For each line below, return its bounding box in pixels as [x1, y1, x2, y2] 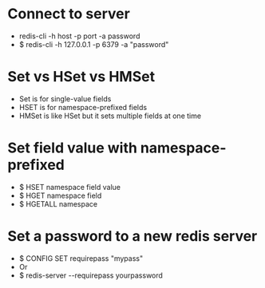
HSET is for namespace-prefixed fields [18, 102, 148, 112]
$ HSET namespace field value [18, 182, 121, 191]
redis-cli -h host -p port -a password [18, 31, 140, 41]
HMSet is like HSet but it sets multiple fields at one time [18, 111, 201, 120]
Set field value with [7, 139, 137, 157]
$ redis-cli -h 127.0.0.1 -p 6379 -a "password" [18, 39, 169, 49]
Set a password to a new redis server [7, 227, 258, 245]
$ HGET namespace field [18, 191, 102, 200]
